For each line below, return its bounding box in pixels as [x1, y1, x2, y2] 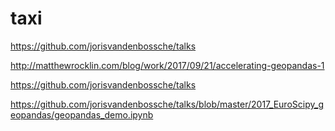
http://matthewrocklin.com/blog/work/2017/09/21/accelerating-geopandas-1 [10, 59, 325, 71]
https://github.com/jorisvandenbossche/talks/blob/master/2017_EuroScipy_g [10, 98, 325, 110]
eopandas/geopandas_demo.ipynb [10, 108, 154, 121]
